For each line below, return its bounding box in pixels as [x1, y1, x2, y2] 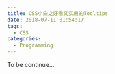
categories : [7, 36, 41, 42]
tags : [7, 23, 23, 29]
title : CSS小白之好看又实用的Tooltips [7, 10, 108, 17]
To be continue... [7, 61, 55, 69]
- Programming [13, 42, 53, 49]
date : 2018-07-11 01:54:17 [7, 16, 84, 23]
